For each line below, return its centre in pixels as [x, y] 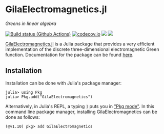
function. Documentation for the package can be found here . [69, 55]
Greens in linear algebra [31, 23]
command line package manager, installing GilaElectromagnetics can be [81, 112]
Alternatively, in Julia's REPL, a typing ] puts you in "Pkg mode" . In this [80, 106]
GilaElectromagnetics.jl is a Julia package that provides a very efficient [80, 44]
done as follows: [23, 117]
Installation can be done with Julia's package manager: [64, 83]
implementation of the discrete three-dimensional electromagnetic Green [82, 49]
